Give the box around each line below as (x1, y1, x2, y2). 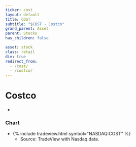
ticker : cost (5, 7, 33, 13)
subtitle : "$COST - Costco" (5, 21, 65, 27)
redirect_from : (5, 59, 38, 64)
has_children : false (5, 36, 49, 41)
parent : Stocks (5, 31, 38, 36)
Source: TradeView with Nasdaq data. (20, 136, 99, 142)
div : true (5, 54, 26, 59)
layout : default (5, 12, 40, 17)
